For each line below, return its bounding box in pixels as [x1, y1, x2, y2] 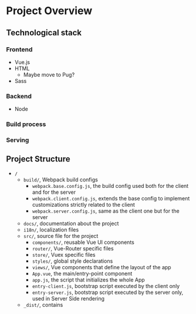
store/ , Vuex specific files [32, 251, 96, 258]
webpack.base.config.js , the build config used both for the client [32, 182, 189, 189]
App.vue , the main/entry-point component [32, 270, 133, 277]
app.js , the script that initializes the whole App [32, 276, 145, 283]
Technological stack [6, 28, 82, 38]
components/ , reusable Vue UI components [32, 239, 135, 246]
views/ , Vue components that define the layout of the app [32, 263, 171, 270]
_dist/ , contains [23, 301, 63, 308]
